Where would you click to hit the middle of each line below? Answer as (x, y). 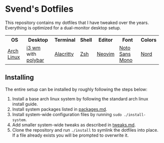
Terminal (65, 40)
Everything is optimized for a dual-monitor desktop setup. (63, 27)
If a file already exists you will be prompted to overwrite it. (70, 135)
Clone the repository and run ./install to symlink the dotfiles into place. (85, 130)
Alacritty (64, 54)
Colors (149, 40)
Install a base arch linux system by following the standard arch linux (80, 98)
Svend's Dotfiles (39, 9)
